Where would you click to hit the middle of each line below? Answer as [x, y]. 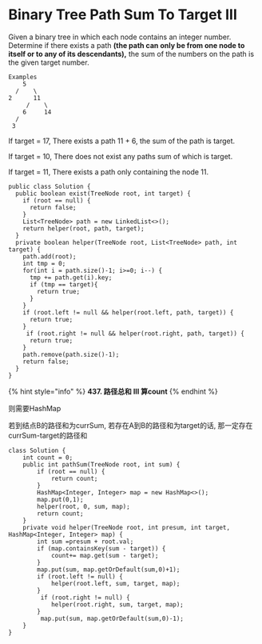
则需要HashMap [35, 408]
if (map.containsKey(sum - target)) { [101, 548]
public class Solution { [50, 186]
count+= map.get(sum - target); [105, 555]
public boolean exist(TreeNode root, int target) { [103, 194]
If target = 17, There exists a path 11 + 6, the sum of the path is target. [122, 141]
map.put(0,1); [60, 499]
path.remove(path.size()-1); [71, 354]
